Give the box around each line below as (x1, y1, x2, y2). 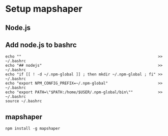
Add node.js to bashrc (5, 40, 77, 49)
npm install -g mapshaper (5, 126, 60, 131)
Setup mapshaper (5, 3, 82, 15)
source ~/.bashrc (5, 99, 42, 104)
